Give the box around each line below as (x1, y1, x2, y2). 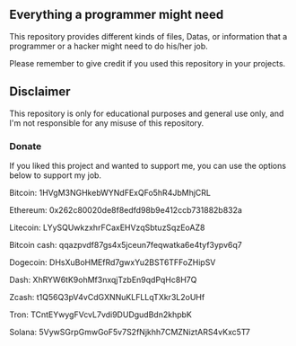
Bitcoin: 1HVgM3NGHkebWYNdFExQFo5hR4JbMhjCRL (9, 187, 211, 198)
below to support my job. (9, 170, 101, 181)
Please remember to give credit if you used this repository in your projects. (9, 58, 286, 68)
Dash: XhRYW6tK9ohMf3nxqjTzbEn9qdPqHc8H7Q (9, 274, 197, 285)
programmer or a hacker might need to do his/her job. (9, 40, 208, 51)
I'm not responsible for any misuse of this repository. (9, 117, 205, 129)
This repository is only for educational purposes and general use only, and (9, 108, 284, 119)
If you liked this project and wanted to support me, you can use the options (9, 160, 287, 171)
